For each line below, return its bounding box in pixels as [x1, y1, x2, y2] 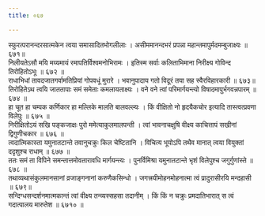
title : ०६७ [8, 11, 44, 20]
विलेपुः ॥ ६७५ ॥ [8, 111, 50, 121]
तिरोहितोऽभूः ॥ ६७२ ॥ [8, 66, 65, 76]
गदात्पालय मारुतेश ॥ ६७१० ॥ [8, 199, 84, 209]
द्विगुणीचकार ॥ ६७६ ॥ [8, 128, 65, 138]
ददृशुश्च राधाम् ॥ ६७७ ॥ [8, 147, 70, 156]
